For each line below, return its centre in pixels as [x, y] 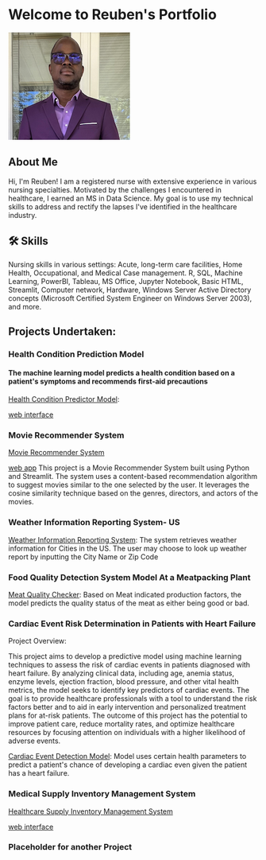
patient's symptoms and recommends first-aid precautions [108, 381]
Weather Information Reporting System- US [94, 523]
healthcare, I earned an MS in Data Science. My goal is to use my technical [131, 198]
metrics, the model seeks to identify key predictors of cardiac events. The [129, 691]
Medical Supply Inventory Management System [102, 794]
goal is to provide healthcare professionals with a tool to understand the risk [133, 699]
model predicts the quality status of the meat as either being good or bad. [129, 603]
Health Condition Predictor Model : [64, 399]
